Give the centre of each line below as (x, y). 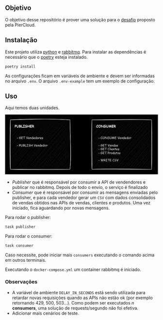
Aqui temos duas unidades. (32, 108)
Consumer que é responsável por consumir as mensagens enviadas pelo (85, 192)
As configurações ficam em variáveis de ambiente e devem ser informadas (80, 76)
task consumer (19, 245)
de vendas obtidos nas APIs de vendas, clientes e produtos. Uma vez (81, 202)
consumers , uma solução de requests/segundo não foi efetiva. (75, 308)
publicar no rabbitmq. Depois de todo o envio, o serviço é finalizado (80, 187)
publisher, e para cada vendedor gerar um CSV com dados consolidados (84, 197)
